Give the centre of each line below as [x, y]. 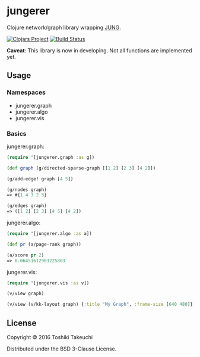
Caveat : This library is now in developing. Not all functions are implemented [99, 50]
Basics [17, 133]
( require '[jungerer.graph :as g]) [51, 157]
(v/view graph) [26, 294]
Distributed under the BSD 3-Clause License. [62, 349]
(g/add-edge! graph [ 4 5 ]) [40, 179]
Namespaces [26, 92]
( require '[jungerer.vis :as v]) [48, 283]
